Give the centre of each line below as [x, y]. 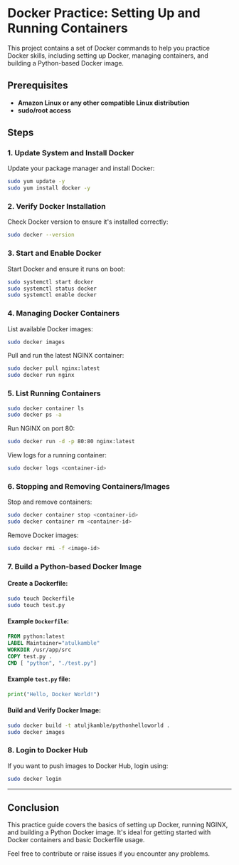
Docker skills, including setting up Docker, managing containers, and [108, 56]
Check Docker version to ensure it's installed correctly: [88, 222]
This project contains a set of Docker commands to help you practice [108, 48]
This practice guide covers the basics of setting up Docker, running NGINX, [118, 825]
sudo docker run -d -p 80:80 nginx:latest [71, 442]
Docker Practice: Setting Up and [104, 13]
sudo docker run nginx [41, 375]
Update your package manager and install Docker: [81, 168]
